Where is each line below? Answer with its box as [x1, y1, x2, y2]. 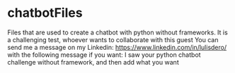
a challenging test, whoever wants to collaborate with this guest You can [7, 35, 219, 44]
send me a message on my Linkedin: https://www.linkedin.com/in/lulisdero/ [7, 43, 227, 51]
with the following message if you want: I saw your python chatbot [7, 51, 201, 59]
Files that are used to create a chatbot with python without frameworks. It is [7, 28, 228, 36]
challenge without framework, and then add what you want [7, 58, 179, 66]
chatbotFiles [7, 5, 83, 21]
